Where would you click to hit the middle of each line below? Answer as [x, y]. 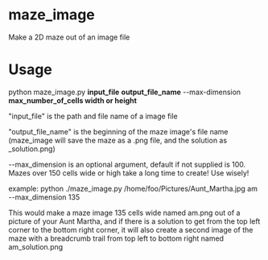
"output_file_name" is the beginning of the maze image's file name [118, 131]
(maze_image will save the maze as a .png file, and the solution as [118, 140]
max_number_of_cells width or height [72, 100]
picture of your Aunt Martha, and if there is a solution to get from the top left [134, 221]
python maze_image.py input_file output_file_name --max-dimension [125, 92]
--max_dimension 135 [44, 197]
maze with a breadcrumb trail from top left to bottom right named [116, 238]
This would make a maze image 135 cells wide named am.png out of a [124, 213]
